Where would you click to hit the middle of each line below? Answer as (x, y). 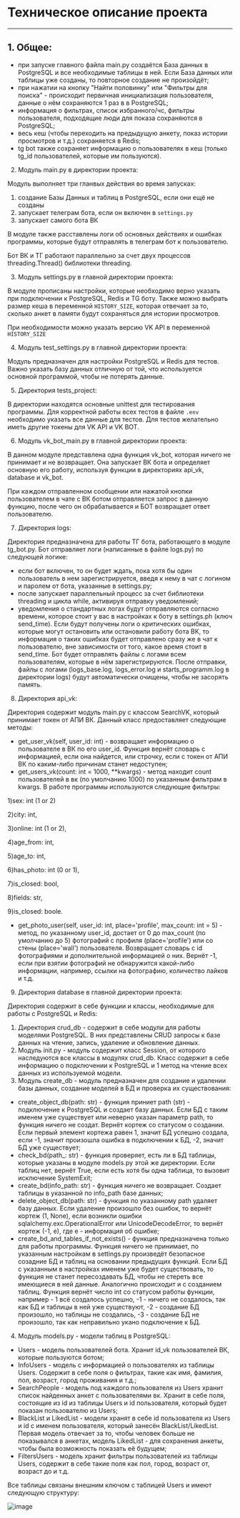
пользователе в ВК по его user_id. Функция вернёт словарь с (111, 749)
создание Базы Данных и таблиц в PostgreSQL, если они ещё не (116, 197)
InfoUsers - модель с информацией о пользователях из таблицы (116, 1364)
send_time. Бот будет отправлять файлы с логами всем (102, 654)
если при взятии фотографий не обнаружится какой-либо (106, 963)
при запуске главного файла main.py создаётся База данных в (113, 64)
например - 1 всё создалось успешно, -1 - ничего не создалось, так (122, 1299)
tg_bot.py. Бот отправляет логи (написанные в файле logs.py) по (105, 549)
